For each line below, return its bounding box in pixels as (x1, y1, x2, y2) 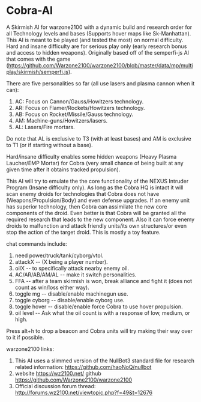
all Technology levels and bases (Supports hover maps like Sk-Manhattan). (6, 29, 191, 37)
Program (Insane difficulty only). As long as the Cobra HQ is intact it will (6, 184, 184, 191)
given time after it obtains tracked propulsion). (6, 166, 121, 173)
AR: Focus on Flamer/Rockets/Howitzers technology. (14, 104, 145, 111)
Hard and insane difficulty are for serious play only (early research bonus (6, 43, 187, 50)
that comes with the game (6, 55, 71, 62)
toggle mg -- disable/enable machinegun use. (14, 290, 128, 297)
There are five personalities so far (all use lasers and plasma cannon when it (6, 79, 195, 87)
